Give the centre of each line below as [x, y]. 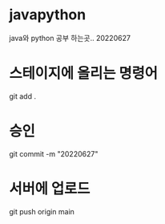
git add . [23, 96]
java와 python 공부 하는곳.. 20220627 [70, 38]
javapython [48, 15]
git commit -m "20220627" [54, 153]
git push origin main [42, 211]
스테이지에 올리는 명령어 [84, 73]
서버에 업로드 [50, 189]
